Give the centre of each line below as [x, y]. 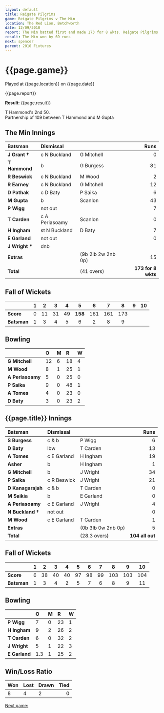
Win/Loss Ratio [29, 671]
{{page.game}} [37, 70]
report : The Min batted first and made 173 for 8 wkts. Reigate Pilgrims [82, 32]
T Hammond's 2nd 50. [28, 112]
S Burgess [20, 440]
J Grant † [18, 155]
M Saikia [18, 496]
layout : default [21, 10]
